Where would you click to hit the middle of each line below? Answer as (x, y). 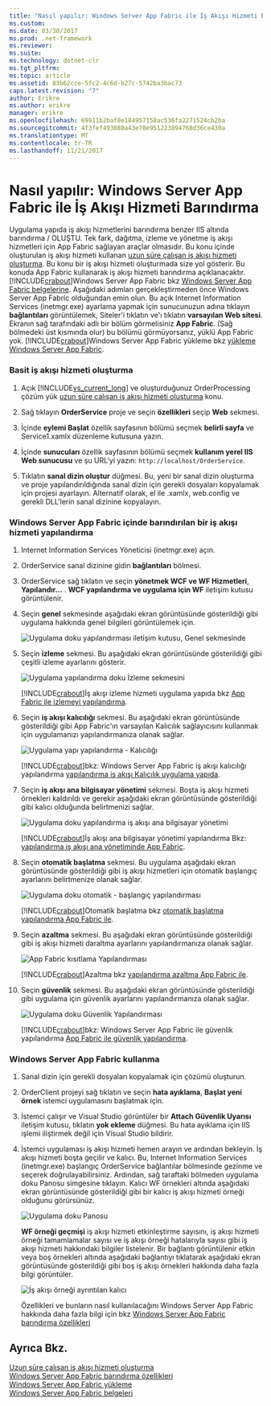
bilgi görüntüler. (47, 1274)
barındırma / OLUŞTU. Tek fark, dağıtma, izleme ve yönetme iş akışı (121, 238)
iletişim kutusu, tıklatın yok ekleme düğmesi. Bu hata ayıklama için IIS (135, 1125)
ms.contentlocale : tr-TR (51, 143)
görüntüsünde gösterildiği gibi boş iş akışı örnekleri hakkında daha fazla (140, 1266)
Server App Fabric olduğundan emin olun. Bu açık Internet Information (125, 298)
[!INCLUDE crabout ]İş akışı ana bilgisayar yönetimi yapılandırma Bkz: (133, 838)
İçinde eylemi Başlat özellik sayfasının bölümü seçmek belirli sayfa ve (137, 427)
